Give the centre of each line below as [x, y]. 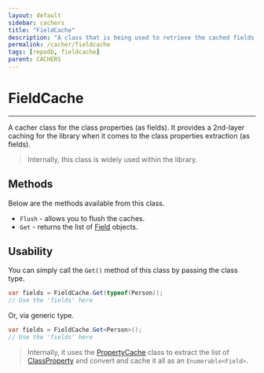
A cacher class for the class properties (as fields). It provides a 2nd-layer [126, 127]
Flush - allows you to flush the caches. [82, 218]
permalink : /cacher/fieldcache [59, 45]
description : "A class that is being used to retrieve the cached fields [132, 37]
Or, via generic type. [41, 316]
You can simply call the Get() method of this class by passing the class [123, 270]
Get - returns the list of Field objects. [79, 227]
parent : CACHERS [35, 60]
